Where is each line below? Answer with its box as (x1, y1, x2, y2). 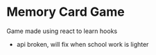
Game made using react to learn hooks (6, 27, 118, 35)
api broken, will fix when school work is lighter (16, 40, 149, 48)
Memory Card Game (6, 4, 125, 20)
